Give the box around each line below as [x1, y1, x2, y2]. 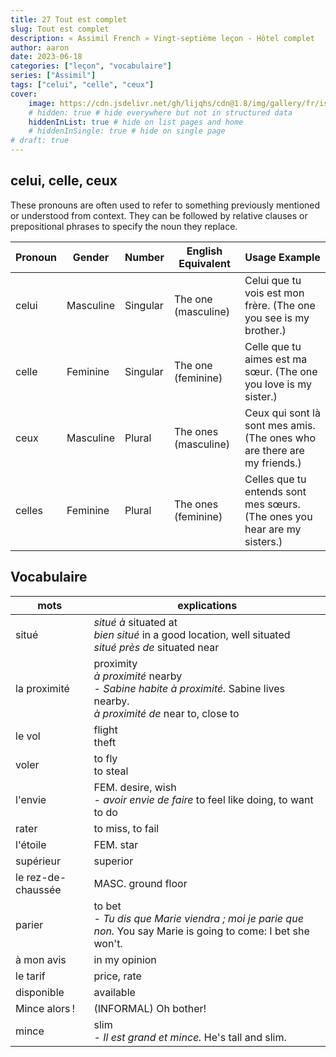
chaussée [15, 882, 62, 896]
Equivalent [178, 256, 231, 270]
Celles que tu [244, 472, 307, 486]
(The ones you [244, 509, 313, 523]
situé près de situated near [93, 640, 220, 654]
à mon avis [15, 952, 67, 966]
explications [177, 598, 238, 612]
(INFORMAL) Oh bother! [93, 1001, 207, 1015]
